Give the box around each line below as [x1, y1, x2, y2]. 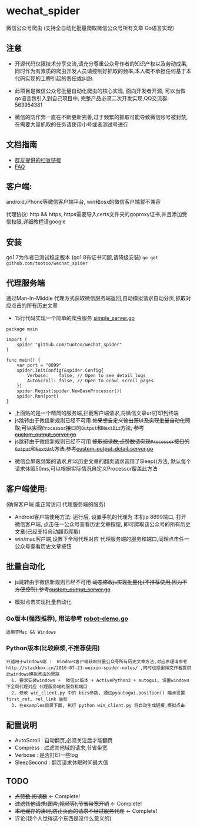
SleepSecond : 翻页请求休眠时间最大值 [14, 759, 109, 766]
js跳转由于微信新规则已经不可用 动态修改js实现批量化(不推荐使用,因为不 [14, 578, 188, 585]
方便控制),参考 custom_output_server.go [14, 585, 111, 593]
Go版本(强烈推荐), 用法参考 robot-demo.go [6, 614, 128, 623]
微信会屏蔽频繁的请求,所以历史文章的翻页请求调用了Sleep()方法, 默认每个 [14, 458, 192, 465]
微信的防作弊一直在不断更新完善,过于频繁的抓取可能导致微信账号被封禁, [14, 113, 188, 120]
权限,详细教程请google [11, 218, 66, 225]
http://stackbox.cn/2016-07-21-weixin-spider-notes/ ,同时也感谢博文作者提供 [6, 665, 192, 671]
